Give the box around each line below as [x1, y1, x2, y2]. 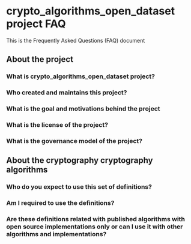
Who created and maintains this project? [6, 88, 127, 97]
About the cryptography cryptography [6, 155, 153, 166]
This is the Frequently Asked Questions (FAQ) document [6, 37, 145, 44]
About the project [6, 54, 74, 64]
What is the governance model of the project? [6, 136, 143, 145]
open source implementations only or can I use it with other [6, 222, 183, 231]
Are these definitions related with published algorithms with [6, 215, 185, 224]
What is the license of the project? [6, 121, 108, 129]
